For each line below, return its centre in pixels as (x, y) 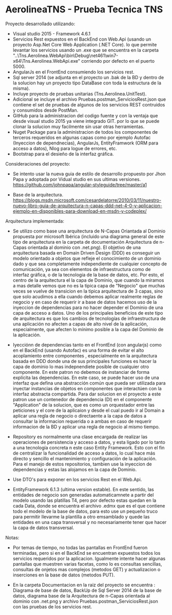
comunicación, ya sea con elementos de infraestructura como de (82, 269)
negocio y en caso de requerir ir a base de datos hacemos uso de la (85, 302)
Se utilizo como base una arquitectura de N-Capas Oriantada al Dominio (89, 231)
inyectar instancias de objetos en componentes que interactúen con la (87, 388)
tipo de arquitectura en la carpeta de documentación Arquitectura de (85, 242)
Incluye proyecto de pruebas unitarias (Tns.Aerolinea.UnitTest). (80, 94)
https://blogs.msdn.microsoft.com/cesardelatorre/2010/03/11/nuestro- (87, 200)
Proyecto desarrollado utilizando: (40, 24)
